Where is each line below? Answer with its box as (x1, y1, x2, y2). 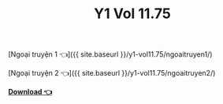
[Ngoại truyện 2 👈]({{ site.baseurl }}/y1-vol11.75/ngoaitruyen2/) (8, 69, 216, 78)
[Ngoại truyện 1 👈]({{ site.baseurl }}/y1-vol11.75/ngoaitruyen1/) (8, 50, 213, 59)
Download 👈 (8, 87, 53, 97)
